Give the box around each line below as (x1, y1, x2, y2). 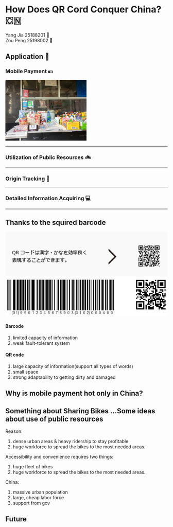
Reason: (5, 428, 23, 434)
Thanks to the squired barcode (5, 218, 107, 227)
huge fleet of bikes (12, 464, 53, 470)
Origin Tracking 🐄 (5, 175, 50, 182)
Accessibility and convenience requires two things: (5, 454, 114, 460)
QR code (5, 352, 24, 358)
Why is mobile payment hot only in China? (5, 389, 143, 398)
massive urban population (12, 489, 68, 495)
